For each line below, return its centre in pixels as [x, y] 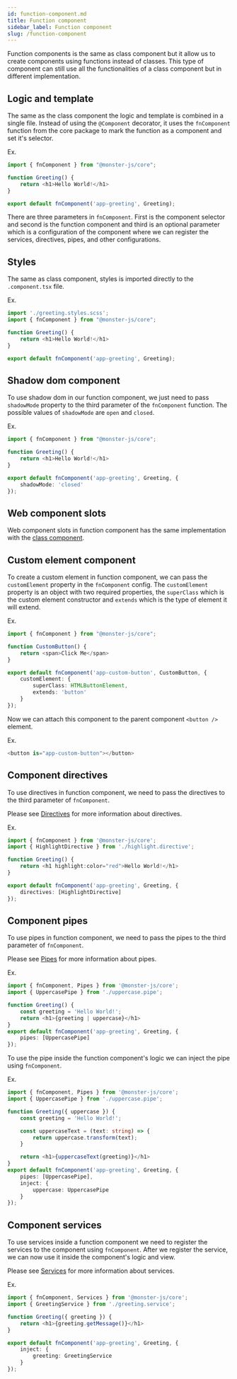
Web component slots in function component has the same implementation [117, 530]
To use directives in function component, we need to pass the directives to [116, 792]
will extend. [24, 607]
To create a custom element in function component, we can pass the [108, 577]
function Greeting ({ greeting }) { [60, 1317]
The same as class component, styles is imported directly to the [100, 279]
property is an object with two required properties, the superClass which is [116, 593]
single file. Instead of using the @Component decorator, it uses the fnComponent [119, 123]
